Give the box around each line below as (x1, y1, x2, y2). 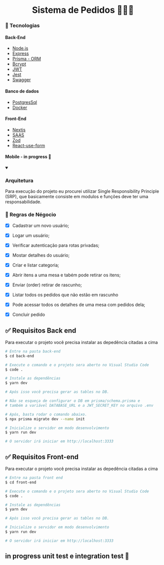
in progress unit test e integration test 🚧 (5, 552, 129, 561)
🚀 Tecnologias (5, 22, 40, 29)
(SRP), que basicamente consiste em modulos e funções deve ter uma (5, 194, 149, 200)
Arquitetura (5, 177, 34, 184)
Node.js (12, 45, 29, 51)
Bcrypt (12, 61, 26, 67)
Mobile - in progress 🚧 (5, 154, 51, 160)
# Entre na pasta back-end (5, 348, 61, 354)
